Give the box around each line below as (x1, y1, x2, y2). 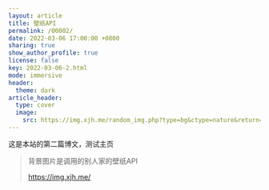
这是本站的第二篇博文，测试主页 (8, 139, 114, 148)
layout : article (8, 11, 62, 20)
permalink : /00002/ (8, 26, 74, 34)
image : (15, 109, 38, 117)
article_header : (8, 94, 62, 102)
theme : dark (15, 86, 56, 95)
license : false (8, 57, 59, 65)
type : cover (15, 101, 56, 109)
